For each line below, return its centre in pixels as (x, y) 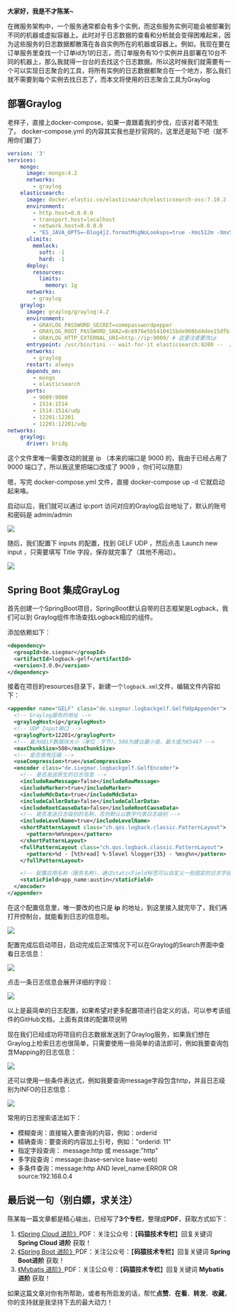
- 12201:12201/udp (60, 424)
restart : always (50, 365)
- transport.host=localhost (74, 219)
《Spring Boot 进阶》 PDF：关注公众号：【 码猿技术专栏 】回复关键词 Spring (124, 1251)
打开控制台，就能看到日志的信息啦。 (60, 916)
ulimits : (39, 239)
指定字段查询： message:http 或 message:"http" (88, 1150)
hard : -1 (52, 259)
